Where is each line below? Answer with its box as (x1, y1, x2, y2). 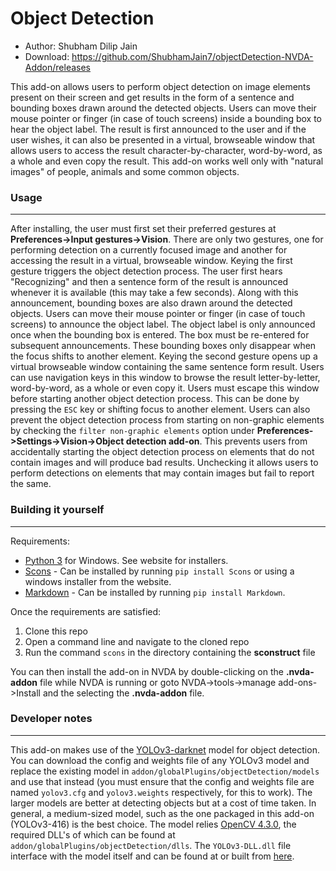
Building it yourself (10, 503, 105, 517)
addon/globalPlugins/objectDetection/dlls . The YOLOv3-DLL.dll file (10, 839, 292, 851)
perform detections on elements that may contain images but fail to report (10, 467, 315, 479)
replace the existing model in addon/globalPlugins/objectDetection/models (10, 765, 320, 777)
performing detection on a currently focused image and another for (10, 244, 288, 256)
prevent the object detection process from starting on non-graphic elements (10, 414, 325, 426)
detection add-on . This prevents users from (125, 435, 308, 447)
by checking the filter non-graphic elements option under (10, 425, 255, 437)
